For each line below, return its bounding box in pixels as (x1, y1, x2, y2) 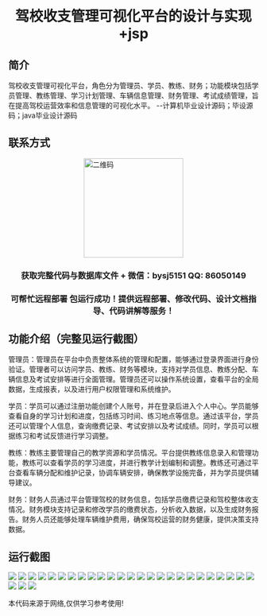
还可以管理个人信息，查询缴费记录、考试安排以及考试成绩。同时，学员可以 (8, 421, 252, 431)
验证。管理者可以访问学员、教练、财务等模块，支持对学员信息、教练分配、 (8, 365, 252, 374)
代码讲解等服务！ (108, 305, 175, 316)
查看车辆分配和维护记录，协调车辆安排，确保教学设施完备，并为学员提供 (14, 468, 252, 478)
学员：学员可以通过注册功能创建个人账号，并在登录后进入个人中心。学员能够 (8, 401, 259, 411)
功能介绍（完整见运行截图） (8, 332, 145, 346)
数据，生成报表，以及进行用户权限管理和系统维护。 (8, 385, 176, 394)
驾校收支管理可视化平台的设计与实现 (14, 7, 252, 25)
